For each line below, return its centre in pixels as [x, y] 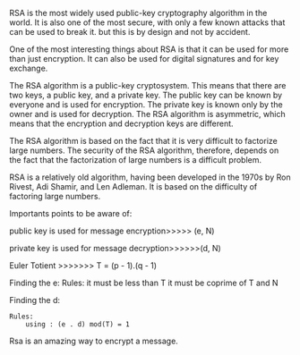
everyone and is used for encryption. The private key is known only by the [146, 105]
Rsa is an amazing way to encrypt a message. [94, 341]
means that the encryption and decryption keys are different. [122, 123]
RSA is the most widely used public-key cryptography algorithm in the [138, 13]
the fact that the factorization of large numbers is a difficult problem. [136, 160]
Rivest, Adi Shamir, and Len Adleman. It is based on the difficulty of [133, 186]
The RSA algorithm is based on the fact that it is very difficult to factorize [143, 141]
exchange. [29, 68]
